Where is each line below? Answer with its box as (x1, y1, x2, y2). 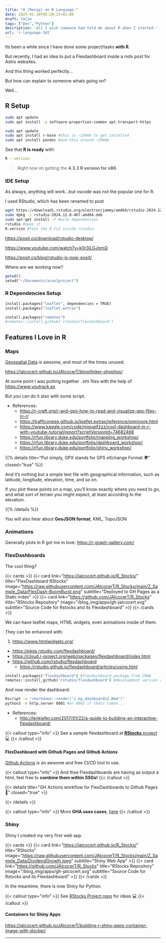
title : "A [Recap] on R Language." (5, 7, 79, 12)
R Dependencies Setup (5, 290, 61, 297)
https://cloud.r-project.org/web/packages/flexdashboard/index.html (12, 653, 151, 659)
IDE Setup (5, 177, 30, 184)
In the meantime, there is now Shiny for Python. (5, 883, 102, 889)
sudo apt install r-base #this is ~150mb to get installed (5, 133, 129, 138)
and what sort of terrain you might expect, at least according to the (5, 491, 142, 497)
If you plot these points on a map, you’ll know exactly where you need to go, (5, 486, 161, 492)
